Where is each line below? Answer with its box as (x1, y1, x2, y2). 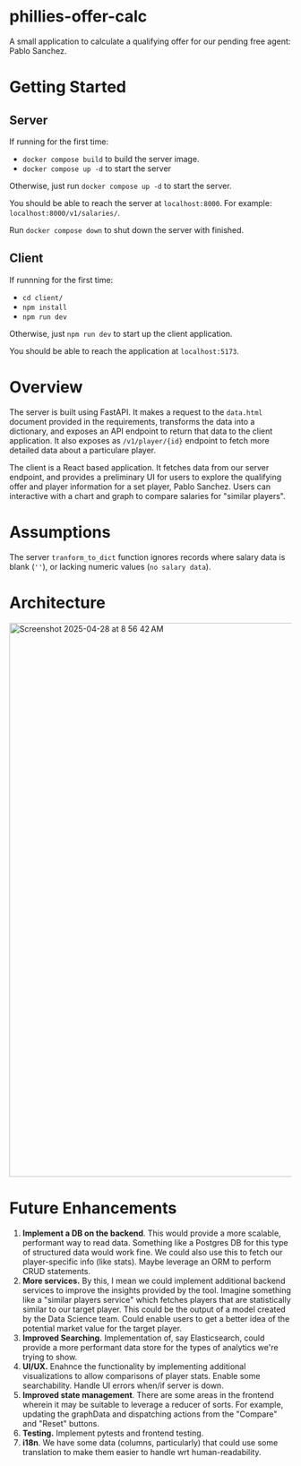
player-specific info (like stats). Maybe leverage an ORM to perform (21, 1256, 271, 1267)
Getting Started (9, 77, 127, 98)
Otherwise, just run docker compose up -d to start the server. (9, 180, 232, 191)
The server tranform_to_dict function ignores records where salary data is (9, 551, 286, 562)
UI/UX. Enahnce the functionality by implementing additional (21, 1360, 246, 1372)
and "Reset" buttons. (21, 1418, 100, 1428)
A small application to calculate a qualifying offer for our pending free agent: (9, 36, 291, 47)
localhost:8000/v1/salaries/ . (9, 207, 121, 218)
